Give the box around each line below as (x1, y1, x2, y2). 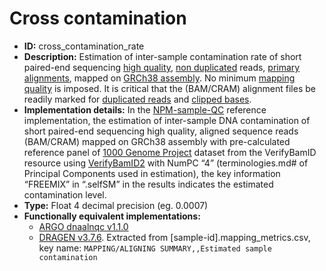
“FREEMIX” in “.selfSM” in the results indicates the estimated (23, 178, 274, 190)
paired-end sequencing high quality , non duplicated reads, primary (23, 61, 301, 73)
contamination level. (23, 188, 107, 201)
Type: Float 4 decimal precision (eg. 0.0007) (23, 199, 209, 211)
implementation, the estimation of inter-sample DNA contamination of (23, 114, 311, 126)
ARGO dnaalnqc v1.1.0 (38, 220, 129, 232)
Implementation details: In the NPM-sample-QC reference (23, 103, 267, 116)
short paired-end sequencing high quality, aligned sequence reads (23, 125, 299, 137)
